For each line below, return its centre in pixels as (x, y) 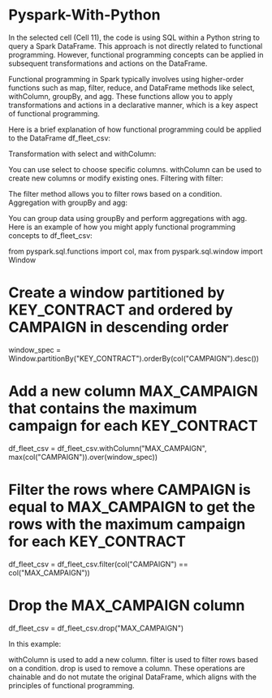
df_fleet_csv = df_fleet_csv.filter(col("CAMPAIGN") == (98, 564)
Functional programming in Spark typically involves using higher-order (126, 79)
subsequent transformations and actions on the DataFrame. (108, 63)
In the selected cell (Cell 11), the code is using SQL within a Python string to (134, 37)
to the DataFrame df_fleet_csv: (60, 138)
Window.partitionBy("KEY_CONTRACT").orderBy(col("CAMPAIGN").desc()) (134, 358)
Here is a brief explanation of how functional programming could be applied (135, 129)
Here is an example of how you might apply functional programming (122, 227)
